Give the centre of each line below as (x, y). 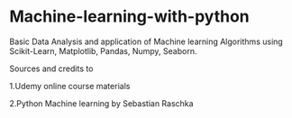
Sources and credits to (51, 68)
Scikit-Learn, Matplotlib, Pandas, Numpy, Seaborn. (103, 50)
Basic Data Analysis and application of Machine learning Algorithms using (146, 41)
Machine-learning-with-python (129, 17)
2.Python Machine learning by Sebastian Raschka (101, 103)
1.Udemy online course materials (70, 86)
